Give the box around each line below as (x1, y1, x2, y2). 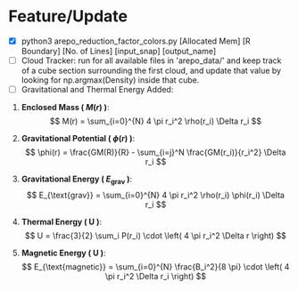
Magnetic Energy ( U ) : (21, 247, 106, 258)
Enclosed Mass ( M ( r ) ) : (21, 102, 110, 113)
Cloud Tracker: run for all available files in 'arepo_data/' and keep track (21, 55, 282, 66)
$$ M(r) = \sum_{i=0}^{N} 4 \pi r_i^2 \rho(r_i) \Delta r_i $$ (49, 116, 262, 126)
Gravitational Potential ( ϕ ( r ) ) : (21, 133, 136, 144)
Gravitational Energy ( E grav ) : (21, 173, 133, 186)
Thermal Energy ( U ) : (21, 216, 103, 227)
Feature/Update (8, 6, 128, 27)
